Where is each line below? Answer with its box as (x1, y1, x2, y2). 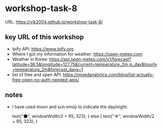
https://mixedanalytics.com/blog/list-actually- (63, 71, 154, 78)
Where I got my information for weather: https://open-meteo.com (12, 51, 143, 57)
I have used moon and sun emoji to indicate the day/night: (12, 104, 128, 110)
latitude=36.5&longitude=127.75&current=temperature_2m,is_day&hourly (12, 61, 158, 67)
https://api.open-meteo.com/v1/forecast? (49, 56, 131, 62)
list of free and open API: (12, 71, 62, 78)
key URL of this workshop (5, 33, 84, 41)
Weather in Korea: (12, 56, 49, 62)
